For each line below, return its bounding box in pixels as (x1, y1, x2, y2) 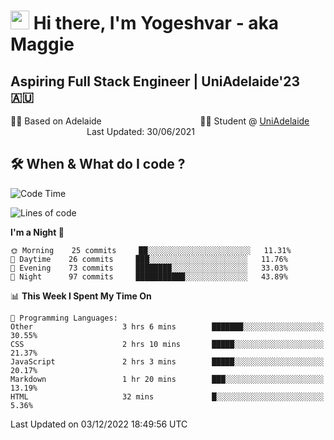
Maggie (10, 33, 75, 56)
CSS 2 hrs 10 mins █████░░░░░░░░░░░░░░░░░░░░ (10, 339, 325, 349)
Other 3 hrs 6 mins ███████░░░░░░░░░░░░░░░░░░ (10, 321, 325, 332)
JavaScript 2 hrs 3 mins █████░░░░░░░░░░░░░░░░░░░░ (10, 356, 325, 367)
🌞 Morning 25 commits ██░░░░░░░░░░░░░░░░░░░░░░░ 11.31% (10, 245, 292, 255)
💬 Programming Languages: (10, 313, 118, 323)
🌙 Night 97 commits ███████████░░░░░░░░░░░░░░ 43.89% (10, 271, 288, 282)
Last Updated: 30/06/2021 (86, 126, 196, 137)
